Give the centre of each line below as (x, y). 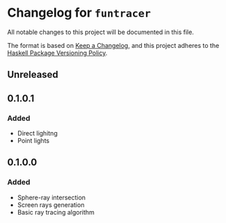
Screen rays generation (51, 205)
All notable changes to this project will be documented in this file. (101, 32)
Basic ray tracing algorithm (56, 212)
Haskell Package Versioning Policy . (57, 53)
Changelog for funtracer (79, 13)
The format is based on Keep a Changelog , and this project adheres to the (113, 45)
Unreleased (33, 75)
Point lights (33, 141)
